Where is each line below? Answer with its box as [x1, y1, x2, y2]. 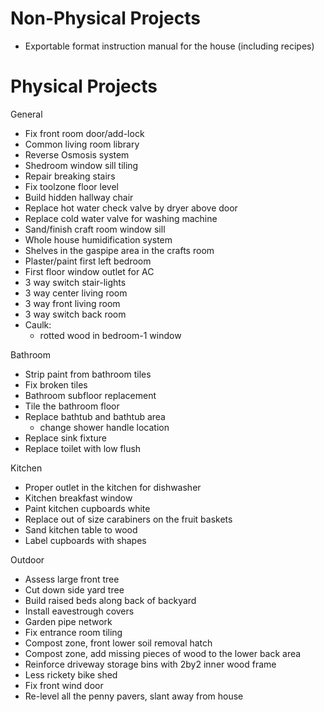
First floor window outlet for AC [24, 265, 155, 277]
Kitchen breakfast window [24, 492, 133, 504]
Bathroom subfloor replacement [24, 389, 157, 401]
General [10, 108, 43, 120]
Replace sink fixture [24, 432, 107, 444]
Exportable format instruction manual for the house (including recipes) [24, 40, 315, 52]
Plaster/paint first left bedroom [24, 255, 152, 267]
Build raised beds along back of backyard [24, 594, 197, 606]
